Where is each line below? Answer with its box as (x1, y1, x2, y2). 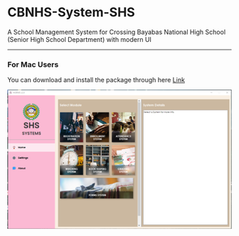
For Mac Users (7, 60, 59, 69)
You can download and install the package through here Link (7, 76, 185, 84)
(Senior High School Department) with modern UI (7, 35, 152, 43)
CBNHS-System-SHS (7, 4, 135, 21)
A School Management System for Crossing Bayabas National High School (7, 28, 226, 36)
